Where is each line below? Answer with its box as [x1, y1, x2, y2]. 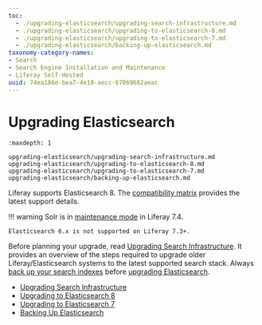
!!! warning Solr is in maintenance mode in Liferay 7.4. [8, 212, 184, 222]
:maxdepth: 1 [8, 139, 52, 148]
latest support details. [8, 196, 80, 206]
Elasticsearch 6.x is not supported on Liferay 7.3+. [8, 228, 191, 236]
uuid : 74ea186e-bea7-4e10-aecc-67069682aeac [8, 78, 158, 86]
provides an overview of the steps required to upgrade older [8, 250, 206, 260]
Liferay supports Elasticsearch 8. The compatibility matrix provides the [8, 188, 240, 198]
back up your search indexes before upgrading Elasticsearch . [8, 267, 210, 276]
